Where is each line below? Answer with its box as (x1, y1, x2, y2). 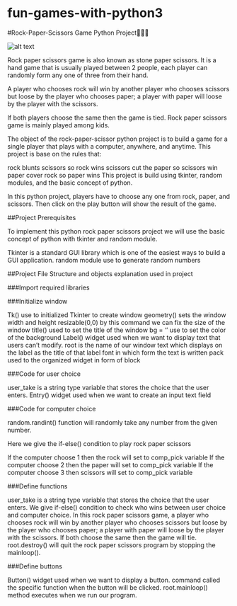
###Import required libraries (7, 283, 90, 292)
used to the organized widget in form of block (7, 355, 141, 364)
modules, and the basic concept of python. (7, 178, 133, 187)
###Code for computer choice (7, 404, 96, 413)
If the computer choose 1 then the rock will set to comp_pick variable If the (7, 453, 225, 462)
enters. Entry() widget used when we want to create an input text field (7, 391, 212, 399)
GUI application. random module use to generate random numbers (7, 256, 201, 264)
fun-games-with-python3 (7, 5, 163, 21)
